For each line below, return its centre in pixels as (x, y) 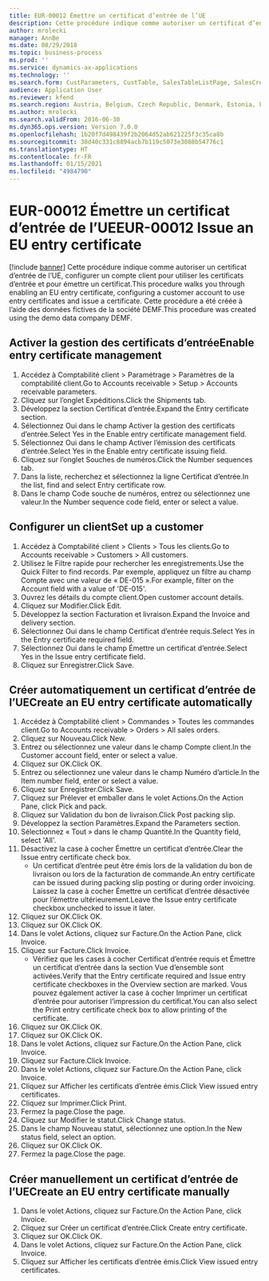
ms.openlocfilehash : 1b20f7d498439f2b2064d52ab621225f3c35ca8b (117, 134)
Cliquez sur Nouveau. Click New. (73, 738)
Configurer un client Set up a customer (107, 527)
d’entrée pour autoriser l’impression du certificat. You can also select (145, 1002)
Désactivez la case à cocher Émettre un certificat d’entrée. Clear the (132, 849)
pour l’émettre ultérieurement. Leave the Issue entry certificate (134, 899)
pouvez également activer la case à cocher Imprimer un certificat (140, 993)
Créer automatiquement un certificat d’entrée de (133, 690)
